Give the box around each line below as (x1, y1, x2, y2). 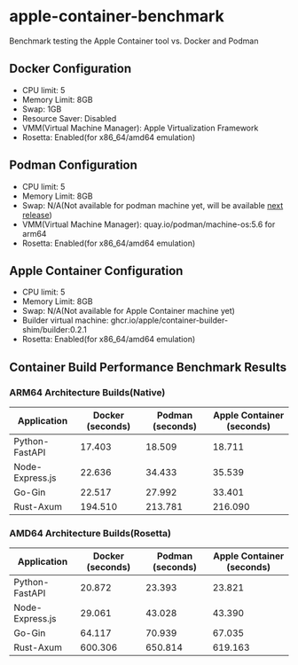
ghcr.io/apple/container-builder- (110, 315, 229, 325)
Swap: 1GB (21, 104, 62, 114)
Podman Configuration (9, 158, 137, 173)
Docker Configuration (9, 61, 131, 76)
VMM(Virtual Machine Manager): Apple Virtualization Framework (21, 122, 259, 133)
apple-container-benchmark (9, 6, 224, 27)
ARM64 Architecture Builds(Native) (9, 386, 166, 398)
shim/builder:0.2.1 (21, 325, 87, 335)
